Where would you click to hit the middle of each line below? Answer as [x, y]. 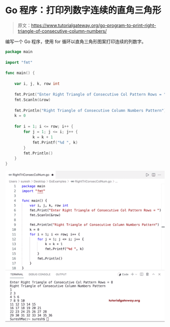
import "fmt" [19, 62]
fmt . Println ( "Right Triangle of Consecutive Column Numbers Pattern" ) [90, 110]
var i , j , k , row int [37, 84]
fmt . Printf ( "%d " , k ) [55, 142]
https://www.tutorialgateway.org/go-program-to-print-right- [94, 25]
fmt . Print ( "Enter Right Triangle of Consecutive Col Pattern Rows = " [90, 94]
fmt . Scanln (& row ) [33, 100]
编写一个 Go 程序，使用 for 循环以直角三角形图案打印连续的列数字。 [76, 42]
